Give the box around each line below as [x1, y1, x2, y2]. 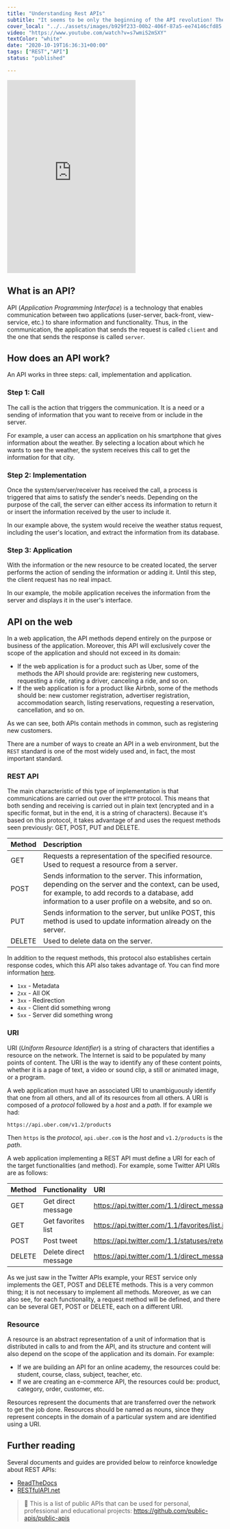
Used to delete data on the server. [43, 936, 153, 946]
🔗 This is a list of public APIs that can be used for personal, [23, 1499, 190, 1507]
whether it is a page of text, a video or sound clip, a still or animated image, [7, 1065, 219, 1074]
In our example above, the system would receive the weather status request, [7, 521, 223, 529]
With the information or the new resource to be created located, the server [7, 561, 218, 570]
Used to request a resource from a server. [43, 860, 178, 869]
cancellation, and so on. [16, 706, 85, 714]
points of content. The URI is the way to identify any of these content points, [7, 1058, 222, 1066]
